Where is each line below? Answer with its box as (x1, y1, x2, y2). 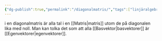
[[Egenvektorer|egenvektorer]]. (4, 30, 67, 36)
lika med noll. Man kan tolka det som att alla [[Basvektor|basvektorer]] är (4, 25, 149, 31)
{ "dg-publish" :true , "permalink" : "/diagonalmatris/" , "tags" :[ (4, 7, 131, 12)
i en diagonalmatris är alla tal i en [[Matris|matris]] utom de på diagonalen (4, 20, 151, 26)
